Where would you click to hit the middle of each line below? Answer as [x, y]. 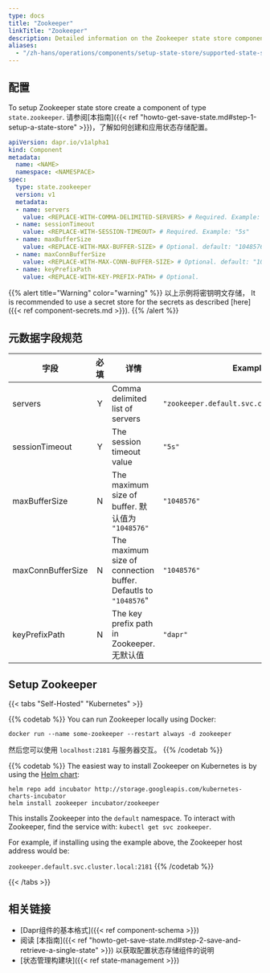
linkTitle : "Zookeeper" [48, 31]
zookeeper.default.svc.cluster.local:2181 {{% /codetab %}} [111, 867]
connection [133, 570]
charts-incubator [37, 796]
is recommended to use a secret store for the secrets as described [119, 302]
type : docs [27, 16]
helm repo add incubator [50, 789]
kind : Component [35, 149]
